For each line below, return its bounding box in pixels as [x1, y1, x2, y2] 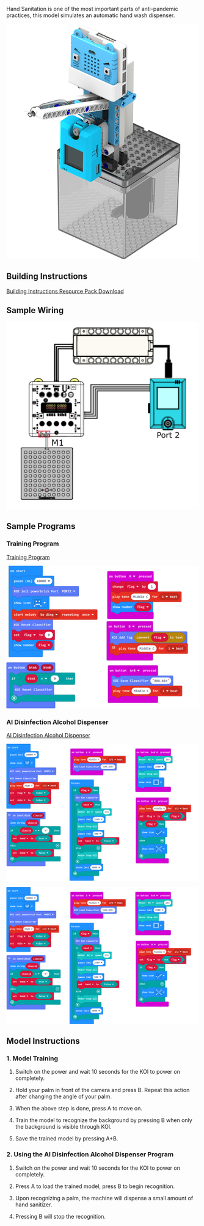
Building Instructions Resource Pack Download [6, 287, 124, 295]
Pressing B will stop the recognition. [15, 1213, 106, 1220]
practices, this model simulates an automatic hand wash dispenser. [6, 12, 175, 19]
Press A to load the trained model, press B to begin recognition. [15, 1183, 175, 1190]
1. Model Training [6, 1054, 59, 1063]
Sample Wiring [6, 305, 64, 316]
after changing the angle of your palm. [15, 1093, 112, 1100]
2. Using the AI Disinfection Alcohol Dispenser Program [6, 1150, 174, 1159]
